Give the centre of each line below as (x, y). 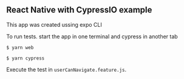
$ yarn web (20, 47)
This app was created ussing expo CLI (54, 24)
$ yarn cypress (26, 58)
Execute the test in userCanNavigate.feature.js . (66, 69)
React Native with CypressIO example (79, 10)
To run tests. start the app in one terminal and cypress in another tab (92, 36)
